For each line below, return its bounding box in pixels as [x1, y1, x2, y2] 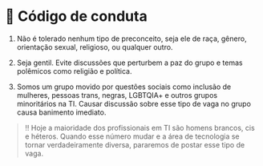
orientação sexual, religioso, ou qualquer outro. [16, 42, 173, 51]
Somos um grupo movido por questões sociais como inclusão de [16, 82, 232, 91]
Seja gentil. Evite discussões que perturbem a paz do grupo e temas [16, 58, 243, 67]
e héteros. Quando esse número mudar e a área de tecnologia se [24, 132, 240, 141]
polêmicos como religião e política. [16, 66, 132, 75]
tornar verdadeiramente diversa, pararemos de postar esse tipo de [24, 140, 245, 149]
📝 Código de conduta [5, 7, 148, 26]
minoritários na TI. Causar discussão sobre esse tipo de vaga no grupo [16, 99, 252, 108]
